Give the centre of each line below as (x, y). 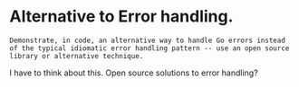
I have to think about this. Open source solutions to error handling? (134, 73)
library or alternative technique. (77, 56)
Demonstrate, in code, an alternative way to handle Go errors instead (147, 40)
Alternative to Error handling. (121, 17)
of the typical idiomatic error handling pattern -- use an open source (149, 48)
